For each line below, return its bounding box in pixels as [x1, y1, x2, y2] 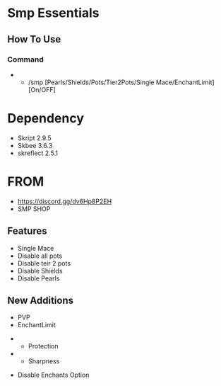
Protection [28, 342, 59, 351]
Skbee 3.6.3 [17, 141, 53, 149]
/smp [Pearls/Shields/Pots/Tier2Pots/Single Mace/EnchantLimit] [28, 78, 215, 86]
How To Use [7, 33, 61, 45]
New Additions [7, 294, 74, 306]
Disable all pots [17, 251, 62, 260]
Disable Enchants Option [17, 370, 90, 380]
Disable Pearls [17, 274, 60, 283]
